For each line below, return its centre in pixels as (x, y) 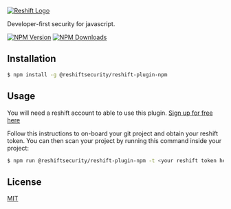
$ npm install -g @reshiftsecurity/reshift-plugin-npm (87, 75)
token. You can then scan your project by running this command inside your (114, 140)
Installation (32, 59)
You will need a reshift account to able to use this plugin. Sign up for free (110, 113)
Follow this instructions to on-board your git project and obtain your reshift (113, 133)
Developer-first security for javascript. (61, 24)
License (24, 182)
